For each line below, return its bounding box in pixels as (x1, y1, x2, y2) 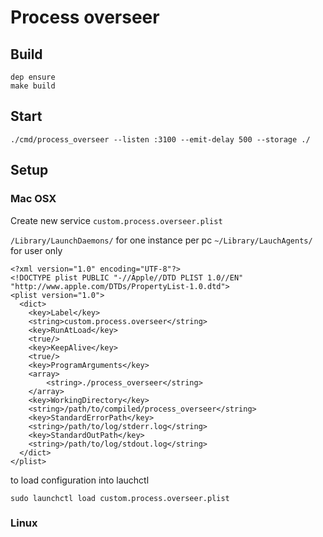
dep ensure (10, 72, 56, 82)
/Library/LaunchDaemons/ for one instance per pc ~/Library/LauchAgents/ (10, 234, 313, 246)
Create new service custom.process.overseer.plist (10, 214, 223, 226)
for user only (10, 244, 63, 256)
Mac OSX (10, 192, 57, 206)
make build (10, 81, 56, 91)
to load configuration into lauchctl (10, 474, 150, 486)
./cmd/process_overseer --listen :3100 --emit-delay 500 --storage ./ (10, 134, 311, 145)
